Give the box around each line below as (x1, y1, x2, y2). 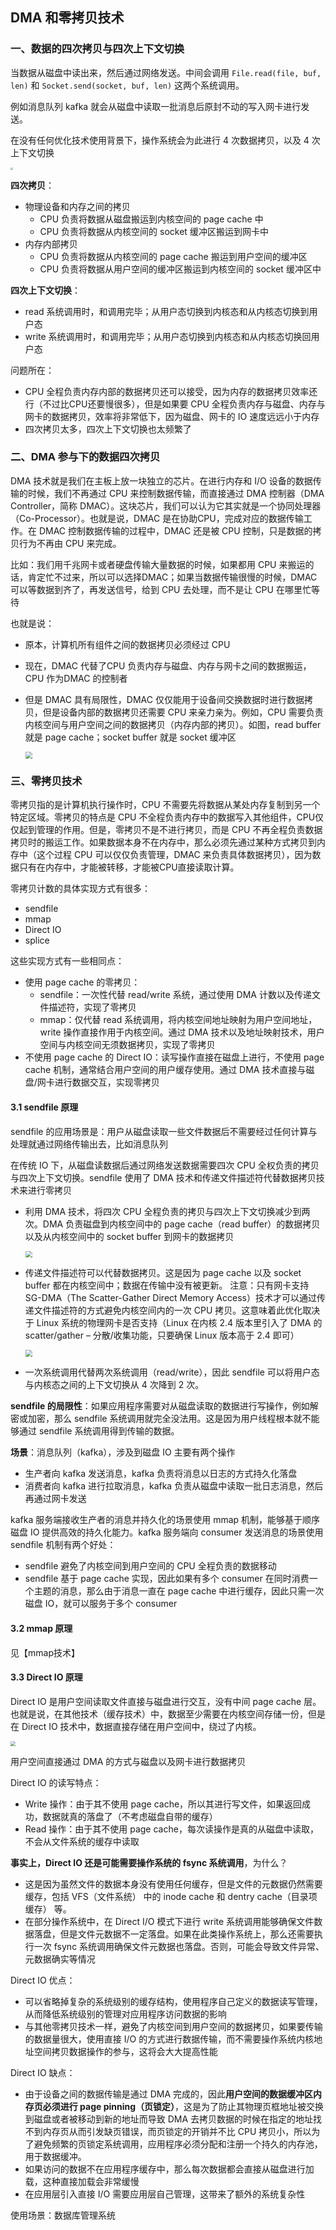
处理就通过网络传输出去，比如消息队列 (10, 1138, 168, 1150)
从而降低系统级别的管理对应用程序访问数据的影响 (24, 2008, 227, 2020)
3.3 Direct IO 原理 (10, 1671, 83, 1683)
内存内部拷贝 (24, 238, 78, 250)
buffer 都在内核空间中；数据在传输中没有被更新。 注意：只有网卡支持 (24, 1279, 310, 1292)
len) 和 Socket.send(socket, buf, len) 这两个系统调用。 (10, 79, 245, 91)
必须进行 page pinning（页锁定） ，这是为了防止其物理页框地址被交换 (42, 2100, 325, 2112)
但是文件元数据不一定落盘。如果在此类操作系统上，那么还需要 (59, 1928, 315, 1940)
